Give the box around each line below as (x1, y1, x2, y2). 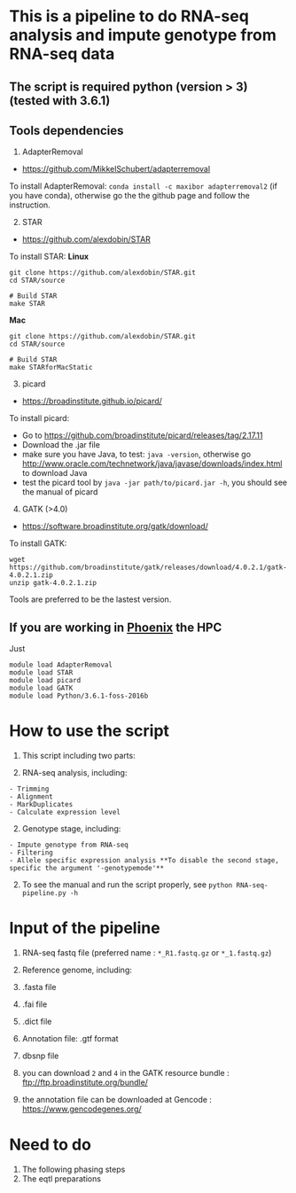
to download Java (21, 468, 88, 479)
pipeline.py (21, 889, 66, 898)
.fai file (21, 999, 48, 1010)
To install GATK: (9, 538, 67, 549)
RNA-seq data (9, 44, 115, 64)
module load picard (9, 676, 82, 685)
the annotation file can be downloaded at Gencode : (21, 1095, 213, 1105)
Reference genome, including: (21, 964, 133, 976)
